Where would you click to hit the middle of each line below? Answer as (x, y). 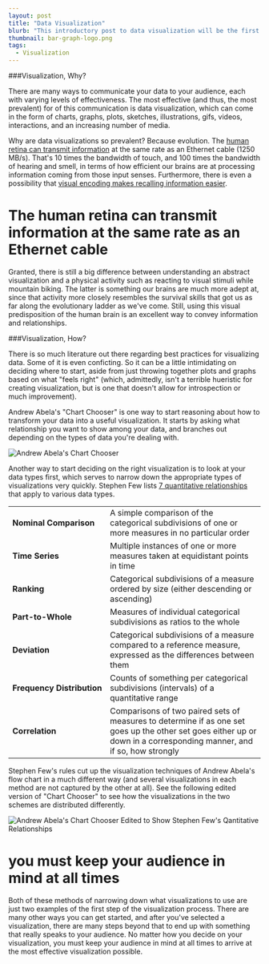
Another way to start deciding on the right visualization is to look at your (127, 468)
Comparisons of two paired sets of (175, 711)
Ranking (28, 588)
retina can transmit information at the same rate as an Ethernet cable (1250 (132, 149)
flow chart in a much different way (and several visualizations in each (122, 779)
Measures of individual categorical (175, 612)
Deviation (31, 649)
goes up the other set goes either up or (183, 731)
